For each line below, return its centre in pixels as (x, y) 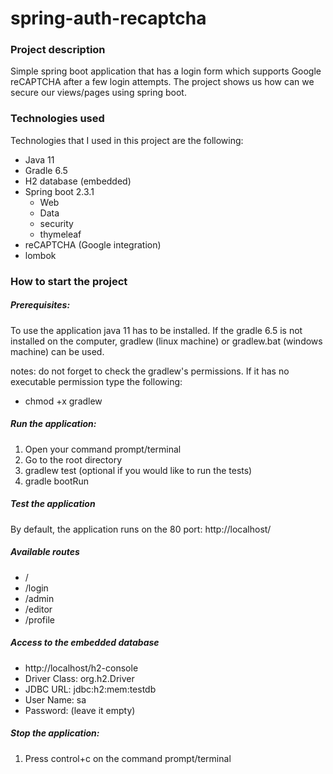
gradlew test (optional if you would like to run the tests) (138, 470)
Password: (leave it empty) (80, 710)
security (56, 223)
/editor (38, 609)
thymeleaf (60, 234)
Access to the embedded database (85, 643)
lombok (40, 255)
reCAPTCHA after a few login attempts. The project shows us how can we (162, 82)
